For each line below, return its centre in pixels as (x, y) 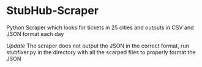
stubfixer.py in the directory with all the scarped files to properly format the (101, 52)
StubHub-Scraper (53, 11)
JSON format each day (35, 33)
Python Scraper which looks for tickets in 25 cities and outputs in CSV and (100, 27)
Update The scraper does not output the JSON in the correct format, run (98, 46)
